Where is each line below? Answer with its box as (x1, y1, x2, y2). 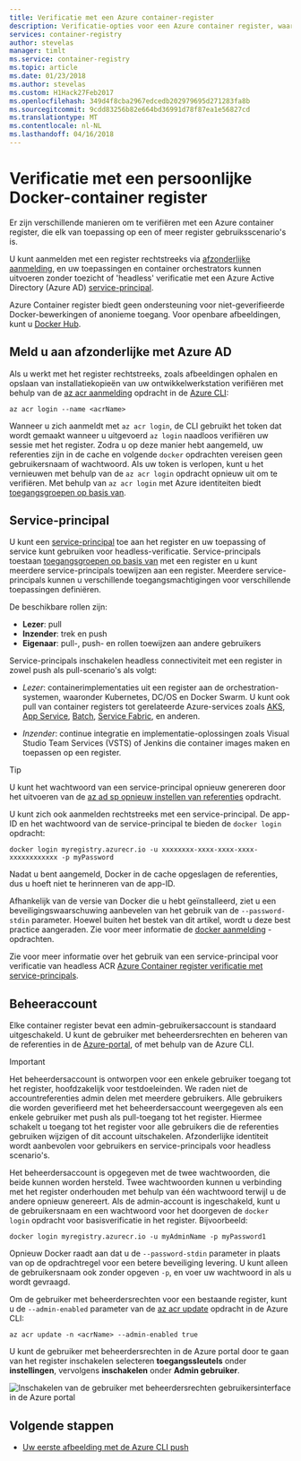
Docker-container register (9, 187, 208, 208)
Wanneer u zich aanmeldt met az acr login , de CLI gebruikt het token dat (9, 420, 282, 431)
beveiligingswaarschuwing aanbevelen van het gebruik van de (9, 905, 239, 916)
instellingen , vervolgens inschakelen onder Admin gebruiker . (9, 1365, 240, 1376)
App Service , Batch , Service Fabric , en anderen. (21, 711, 201, 722)
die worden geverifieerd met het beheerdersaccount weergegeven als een (9, 1102, 284, 1113)
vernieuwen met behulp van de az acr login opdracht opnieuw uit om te (9, 468, 278, 479)
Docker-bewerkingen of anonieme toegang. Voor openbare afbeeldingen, (9, 308, 280, 319)
